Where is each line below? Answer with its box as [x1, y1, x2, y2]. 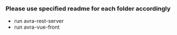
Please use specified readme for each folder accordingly [5, 5, 171, 13]
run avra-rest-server [14, 18, 64, 25]
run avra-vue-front [14, 24, 60, 30]
